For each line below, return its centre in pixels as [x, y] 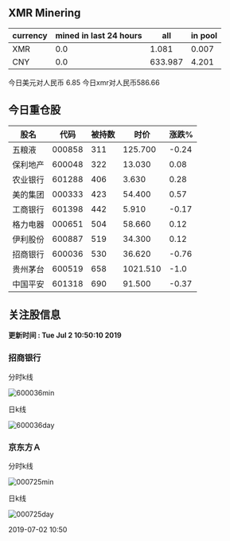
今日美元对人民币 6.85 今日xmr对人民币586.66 [84, 82]
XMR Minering [45, 13]
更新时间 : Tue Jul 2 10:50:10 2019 [65, 335]
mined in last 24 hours [99, 35]
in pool [204, 35]
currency [30, 35]
